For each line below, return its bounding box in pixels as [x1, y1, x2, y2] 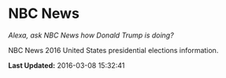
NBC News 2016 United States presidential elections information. [8, 45, 219, 55]
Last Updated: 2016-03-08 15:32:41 [8, 60, 125, 70]
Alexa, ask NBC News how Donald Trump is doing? [8, 30, 175, 40]
